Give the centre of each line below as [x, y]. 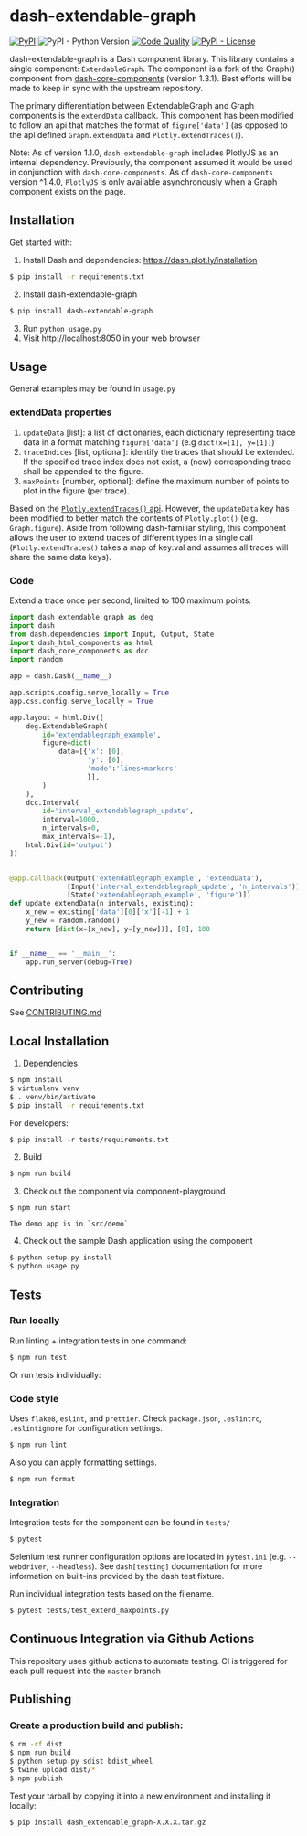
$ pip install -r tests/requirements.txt [90, 1140]
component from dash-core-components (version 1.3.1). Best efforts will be [151, 78]
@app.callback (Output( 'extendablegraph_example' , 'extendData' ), [136, 878]
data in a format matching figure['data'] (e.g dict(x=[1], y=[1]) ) [149, 442]
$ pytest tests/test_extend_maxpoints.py [90, 1610]
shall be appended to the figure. [83, 471]
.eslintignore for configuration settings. [86, 1428]
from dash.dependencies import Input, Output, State [112, 634]
